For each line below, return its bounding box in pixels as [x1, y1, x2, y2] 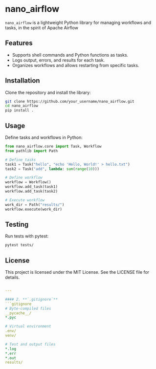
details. [5, 275, 20, 280]
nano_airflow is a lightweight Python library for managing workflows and [5, 20, 152, 25]
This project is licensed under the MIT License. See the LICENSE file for [5, 269, 150, 275]
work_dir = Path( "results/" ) [5, 202, 65, 207]
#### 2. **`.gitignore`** [5, 297, 58, 302]
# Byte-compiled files [5, 306, 51, 311]
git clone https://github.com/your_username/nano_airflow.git [5, 99, 134, 104]
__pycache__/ [5, 310, 32, 316]
